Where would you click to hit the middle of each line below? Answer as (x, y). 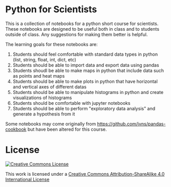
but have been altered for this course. (67, 129)
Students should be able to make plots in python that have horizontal (85, 81)
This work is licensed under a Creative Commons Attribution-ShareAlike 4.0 (85, 174)
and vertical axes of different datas (50, 87)
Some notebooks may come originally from (51, 124)
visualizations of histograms (42, 98)
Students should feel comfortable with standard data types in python (85, 54)
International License (27, 179)
